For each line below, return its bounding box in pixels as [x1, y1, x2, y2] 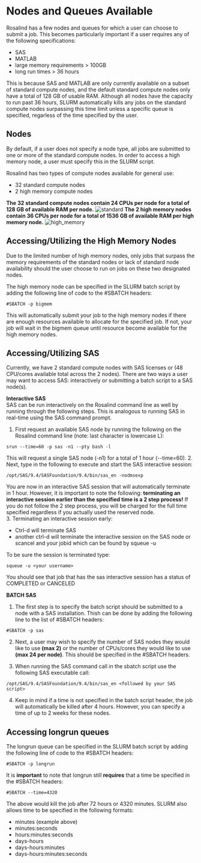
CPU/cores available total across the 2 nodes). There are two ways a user [6, 371, 188, 378]
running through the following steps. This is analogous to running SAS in [6, 408, 185, 415]
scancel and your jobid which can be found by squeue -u [14, 539, 157, 547]
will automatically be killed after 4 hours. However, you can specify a [14, 703, 185, 711]
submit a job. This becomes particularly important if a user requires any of [6, 30, 190, 37]
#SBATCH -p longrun [6, 761, 55, 767]
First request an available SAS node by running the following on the [14, 426, 182, 433]
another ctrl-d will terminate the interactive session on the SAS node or [14, 533, 191, 541]
